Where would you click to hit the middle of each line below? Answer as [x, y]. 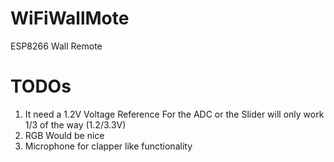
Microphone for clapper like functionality [108, 146]
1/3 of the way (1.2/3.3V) [75, 124]
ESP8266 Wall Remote [56, 46]
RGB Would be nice [64, 135]
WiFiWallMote [70, 18]
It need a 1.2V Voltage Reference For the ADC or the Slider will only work [174, 114]
